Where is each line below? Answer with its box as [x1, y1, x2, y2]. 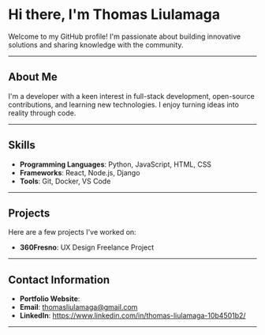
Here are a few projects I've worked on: [8, 228, 136, 237]
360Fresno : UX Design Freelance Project [19, 243, 155, 252]
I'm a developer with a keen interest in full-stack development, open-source [8, 91, 255, 100]
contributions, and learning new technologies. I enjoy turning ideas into [8, 100, 239, 109]
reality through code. [8, 108, 77, 118]
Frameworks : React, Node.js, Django [19, 167, 140, 177]
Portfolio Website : [19, 294, 80, 303]
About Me [8, 70, 58, 84]
